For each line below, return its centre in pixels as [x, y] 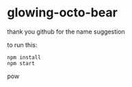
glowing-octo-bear [62, 13]
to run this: [22, 45]
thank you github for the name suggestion [66, 32]
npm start [21, 63]
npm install [24, 57]
